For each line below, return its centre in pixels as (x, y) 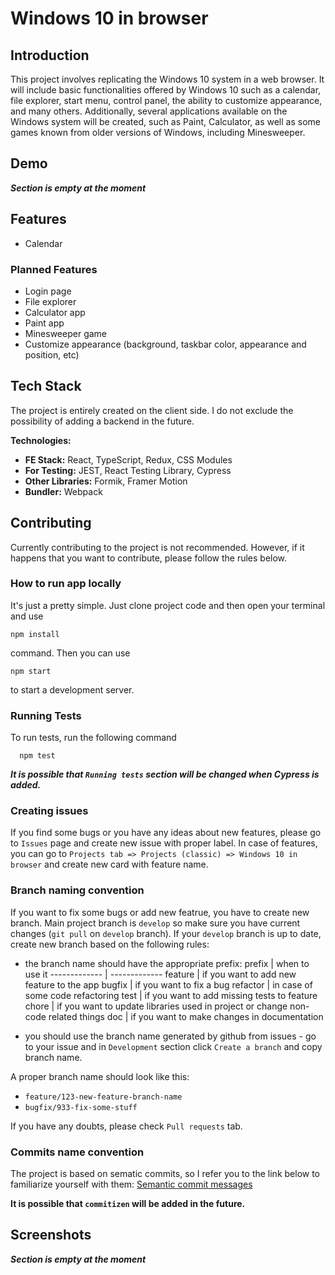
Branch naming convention (77, 890)
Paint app (44, 323)
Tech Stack (46, 386)
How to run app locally (66, 584)
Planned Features (54, 269)
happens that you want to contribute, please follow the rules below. (149, 558)
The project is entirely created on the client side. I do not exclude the (152, 410)
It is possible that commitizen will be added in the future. (128, 1204)
